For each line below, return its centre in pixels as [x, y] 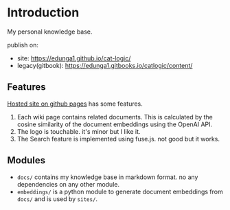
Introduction [43, 13]
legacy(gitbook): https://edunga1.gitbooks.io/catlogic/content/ [105, 65]
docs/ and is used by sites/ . [57, 199]
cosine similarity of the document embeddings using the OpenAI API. [115, 124]
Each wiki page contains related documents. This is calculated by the [115, 117]
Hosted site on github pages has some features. [75, 104]
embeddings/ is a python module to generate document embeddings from [120, 191]
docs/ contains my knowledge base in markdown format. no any [107, 177]
